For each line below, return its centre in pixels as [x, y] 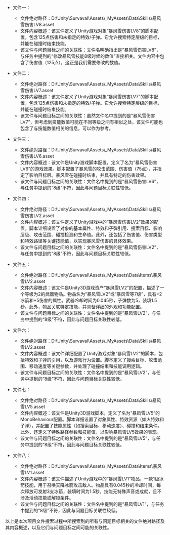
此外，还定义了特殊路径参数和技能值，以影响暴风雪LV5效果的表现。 [91, 432]
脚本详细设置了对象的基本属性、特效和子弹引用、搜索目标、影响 [96, 228]
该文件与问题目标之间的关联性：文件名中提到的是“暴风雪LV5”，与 [88, 438]
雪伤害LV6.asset [37, 156]
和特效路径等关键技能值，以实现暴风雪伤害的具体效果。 [78, 241]
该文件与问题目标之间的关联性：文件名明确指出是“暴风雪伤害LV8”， [90, 50]
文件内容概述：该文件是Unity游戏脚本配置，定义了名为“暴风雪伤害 [89, 162]
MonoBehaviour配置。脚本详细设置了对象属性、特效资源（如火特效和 [92, 419]
